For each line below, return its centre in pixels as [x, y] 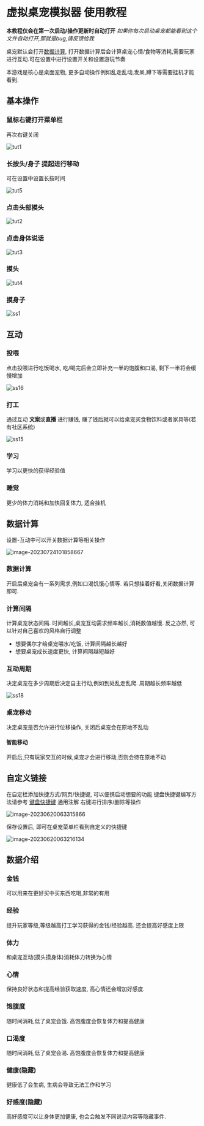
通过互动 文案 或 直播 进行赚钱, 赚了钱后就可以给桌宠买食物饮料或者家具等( [99, 419]
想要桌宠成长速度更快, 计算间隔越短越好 [65, 652]
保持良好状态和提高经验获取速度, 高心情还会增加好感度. [76, 989]
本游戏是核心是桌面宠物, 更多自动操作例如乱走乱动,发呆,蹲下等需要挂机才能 [100, 72]
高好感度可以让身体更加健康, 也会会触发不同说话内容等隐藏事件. [86, 1117]
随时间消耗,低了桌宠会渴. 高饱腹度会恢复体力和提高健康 [76, 1052]
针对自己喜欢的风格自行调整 [46, 631]
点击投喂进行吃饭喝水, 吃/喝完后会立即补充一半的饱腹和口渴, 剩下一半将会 [99, 368]
